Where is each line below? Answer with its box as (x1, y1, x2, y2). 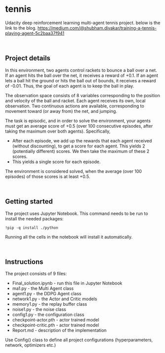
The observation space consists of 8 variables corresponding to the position (5, 92, 160, 98)
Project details (5, 54, 51, 63)
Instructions (5, 257, 43, 266)
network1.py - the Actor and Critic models (12, 296, 98, 302)
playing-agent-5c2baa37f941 (5, 30, 65, 36)
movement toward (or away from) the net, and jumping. (5, 108, 117, 114)
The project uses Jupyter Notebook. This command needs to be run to (5, 211, 148, 216)
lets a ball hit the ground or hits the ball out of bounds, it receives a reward (5, 77, 156, 83)
